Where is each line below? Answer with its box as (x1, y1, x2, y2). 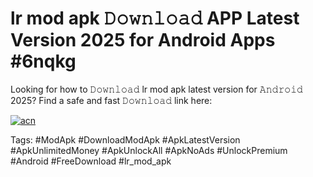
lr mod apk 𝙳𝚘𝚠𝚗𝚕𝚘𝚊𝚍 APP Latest (10, 7, 300, 30)
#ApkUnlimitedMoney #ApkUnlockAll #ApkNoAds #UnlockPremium (10, 144, 288, 156)
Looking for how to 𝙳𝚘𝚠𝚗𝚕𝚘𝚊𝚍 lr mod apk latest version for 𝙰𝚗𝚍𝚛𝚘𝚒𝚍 (10, 83, 303, 95)
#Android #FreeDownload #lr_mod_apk (10, 155, 172, 167)
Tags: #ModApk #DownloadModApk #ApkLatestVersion (10, 133, 241, 146)
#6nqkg (10, 50, 77, 73)
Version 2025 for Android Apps (10, 29, 276, 52)
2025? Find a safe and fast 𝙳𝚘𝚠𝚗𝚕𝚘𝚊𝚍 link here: (10, 94, 213, 106)
